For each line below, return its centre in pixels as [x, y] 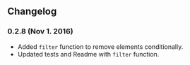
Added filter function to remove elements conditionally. [100, 46]
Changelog [32, 12]
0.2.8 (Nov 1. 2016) [40, 31]
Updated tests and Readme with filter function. [88, 54]
